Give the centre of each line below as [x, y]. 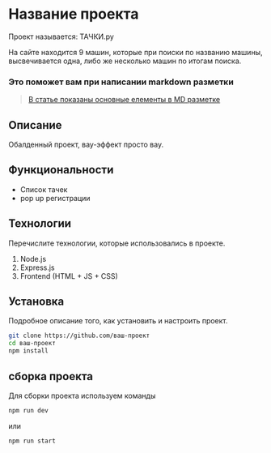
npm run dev [28, 410]
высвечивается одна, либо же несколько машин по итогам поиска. [125, 61]
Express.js [37, 267]
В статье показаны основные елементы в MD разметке [124, 100]
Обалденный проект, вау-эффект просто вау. [86, 145]
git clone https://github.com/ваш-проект [79, 336]
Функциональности [61, 170]
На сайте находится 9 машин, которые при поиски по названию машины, [135, 52]
